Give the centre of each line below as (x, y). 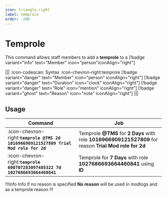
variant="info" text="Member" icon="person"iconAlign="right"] (70, 63)
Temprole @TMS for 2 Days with (117, 133)
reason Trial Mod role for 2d (112, 146)
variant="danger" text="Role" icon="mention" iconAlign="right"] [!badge (80, 88)
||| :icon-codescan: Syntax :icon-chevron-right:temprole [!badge (71, 72)
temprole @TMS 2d (40, 138)
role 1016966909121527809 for (118, 140)
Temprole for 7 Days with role (113, 158)
